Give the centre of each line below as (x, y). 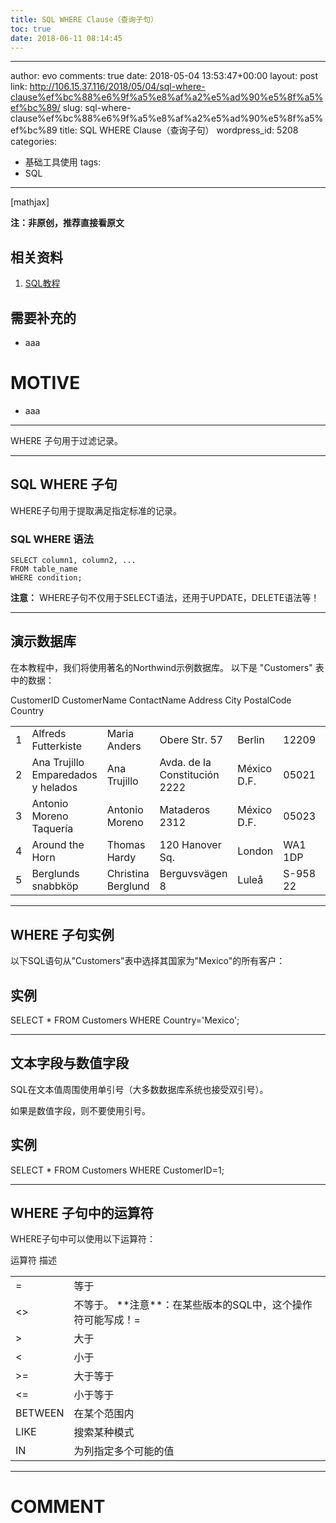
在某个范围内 (104, 1413)
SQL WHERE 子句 (64, 484)
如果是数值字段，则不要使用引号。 (80, 1110)
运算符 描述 (33, 1260)
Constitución (189, 775)
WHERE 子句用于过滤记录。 (66, 440)
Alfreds (49, 734)
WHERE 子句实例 (62, 934)
